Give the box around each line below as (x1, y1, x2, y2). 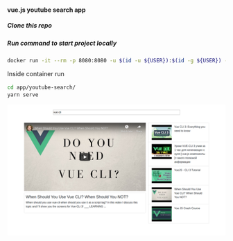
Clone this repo (7, 21, 52, 30)
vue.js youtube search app (7, 6, 86, 14)
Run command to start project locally (7, 39, 117, 47)
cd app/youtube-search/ (7, 84, 76, 91)
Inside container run (7, 69, 64, 78)
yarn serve (7, 91, 39, 98)
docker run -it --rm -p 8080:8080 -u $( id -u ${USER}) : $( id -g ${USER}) (7, 57, 222, 64)
